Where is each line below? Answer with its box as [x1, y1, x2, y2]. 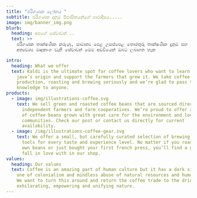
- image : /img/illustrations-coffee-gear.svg [11, 129, 125, 135]
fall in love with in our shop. [21, 150, 101, 156]
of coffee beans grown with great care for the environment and [21, 112, 182, 118]
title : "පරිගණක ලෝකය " [6, 8, 67, 15]
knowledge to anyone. [16, 85, 69, 91]
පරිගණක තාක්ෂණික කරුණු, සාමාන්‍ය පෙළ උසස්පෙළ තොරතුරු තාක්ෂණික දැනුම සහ [16, 42, 188, 48]
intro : [6, 57, 22, 63]
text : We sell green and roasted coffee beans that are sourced [16, 101, 177, 107]
